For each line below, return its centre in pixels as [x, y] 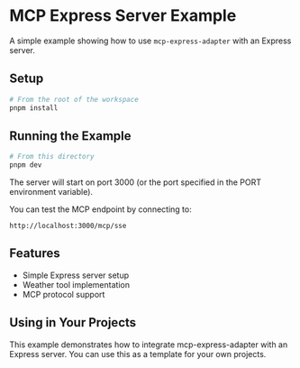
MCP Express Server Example [123, 16]
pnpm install [34, 108]
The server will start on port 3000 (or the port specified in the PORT [136, 182]
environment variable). [51, 192]
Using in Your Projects [73, 322]
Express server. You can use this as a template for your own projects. [138, 354]
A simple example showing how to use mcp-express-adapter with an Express [150, 41]
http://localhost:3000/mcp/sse [68, 226]
